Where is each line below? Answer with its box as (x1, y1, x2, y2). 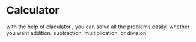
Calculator (6, 4, 60, 17)
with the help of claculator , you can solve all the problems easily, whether (6, 23, 190, 30)
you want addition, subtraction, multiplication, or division (6, 29, 147, 36)
